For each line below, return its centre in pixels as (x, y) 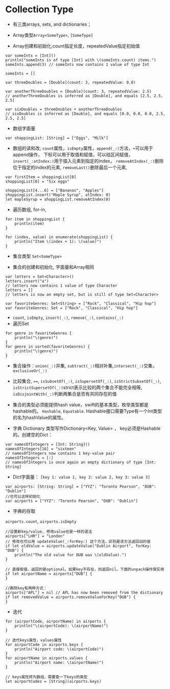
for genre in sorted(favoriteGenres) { (48, 347)
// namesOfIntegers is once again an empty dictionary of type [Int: (81, 462)
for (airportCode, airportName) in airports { (56, 621)
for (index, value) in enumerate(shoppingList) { (59, 237)
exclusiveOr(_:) (30, 371)
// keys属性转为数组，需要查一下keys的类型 (46, 677)
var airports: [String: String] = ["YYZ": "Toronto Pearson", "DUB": (81, 487)
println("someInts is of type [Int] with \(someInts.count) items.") (81, 60)
